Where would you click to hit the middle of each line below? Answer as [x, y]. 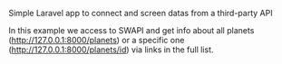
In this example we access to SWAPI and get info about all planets [131, 30]
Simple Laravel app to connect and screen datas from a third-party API [141, 13]
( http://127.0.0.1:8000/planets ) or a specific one [97, 40]
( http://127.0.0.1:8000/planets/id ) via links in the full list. [111, 50]
